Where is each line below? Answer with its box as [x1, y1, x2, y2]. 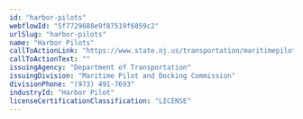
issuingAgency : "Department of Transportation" [9, 64, 192, 72]
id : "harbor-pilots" [9, 13, 87, 22]
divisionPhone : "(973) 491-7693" [9, 80, 135, 89]
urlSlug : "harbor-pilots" [9, 30, 106, 38]
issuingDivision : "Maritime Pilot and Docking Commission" [9, 72, 236, 81]
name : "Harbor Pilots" [9, 38, 95, 47]
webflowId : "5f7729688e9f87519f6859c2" [9, 21, 160, 30]
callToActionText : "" [9, 55, 91, 64]
